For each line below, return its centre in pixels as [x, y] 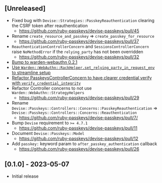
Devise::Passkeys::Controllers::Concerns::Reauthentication [74, 113]
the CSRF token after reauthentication [50, 26]
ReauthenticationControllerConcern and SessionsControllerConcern [80, 46]
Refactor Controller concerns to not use [52, 88]
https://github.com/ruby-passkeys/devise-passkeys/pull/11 [78, 128]
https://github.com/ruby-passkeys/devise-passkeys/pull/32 [79, 57]
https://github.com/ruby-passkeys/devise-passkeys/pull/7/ [78, 117]
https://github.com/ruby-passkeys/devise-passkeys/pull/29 [79, 98]
